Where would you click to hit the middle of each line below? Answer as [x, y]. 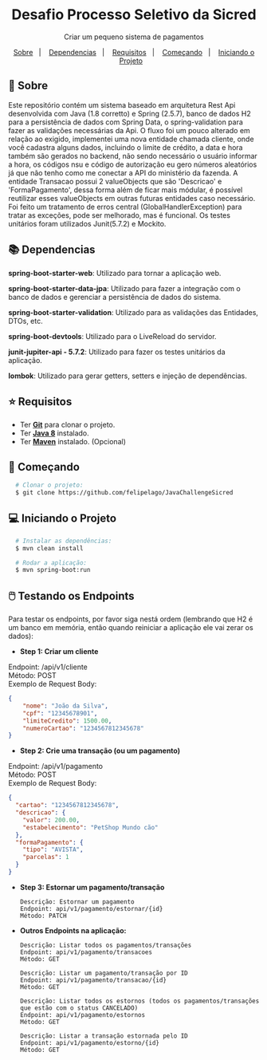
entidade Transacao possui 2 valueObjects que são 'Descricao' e [115, 181]
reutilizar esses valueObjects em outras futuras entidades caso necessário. [132, 198]
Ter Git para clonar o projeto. [67, 425]
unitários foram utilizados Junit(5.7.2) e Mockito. [87, 223]
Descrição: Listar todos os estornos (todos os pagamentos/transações [139, 1001]
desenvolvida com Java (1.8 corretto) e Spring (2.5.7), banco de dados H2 [130, 113]
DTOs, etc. [26, 321]
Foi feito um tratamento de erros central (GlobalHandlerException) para [125, 207]
